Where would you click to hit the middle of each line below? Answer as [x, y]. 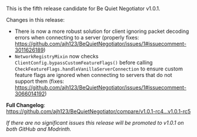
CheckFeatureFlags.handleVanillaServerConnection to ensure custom [98, 69]
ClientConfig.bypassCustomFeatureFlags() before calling [84, 62]
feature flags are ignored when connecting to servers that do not [93, 75]
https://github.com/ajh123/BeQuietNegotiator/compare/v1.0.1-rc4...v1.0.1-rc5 [98, 111]
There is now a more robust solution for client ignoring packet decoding [102, 31]
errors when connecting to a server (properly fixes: [77, 37]
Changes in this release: [35, 20]
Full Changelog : [26, 105]
